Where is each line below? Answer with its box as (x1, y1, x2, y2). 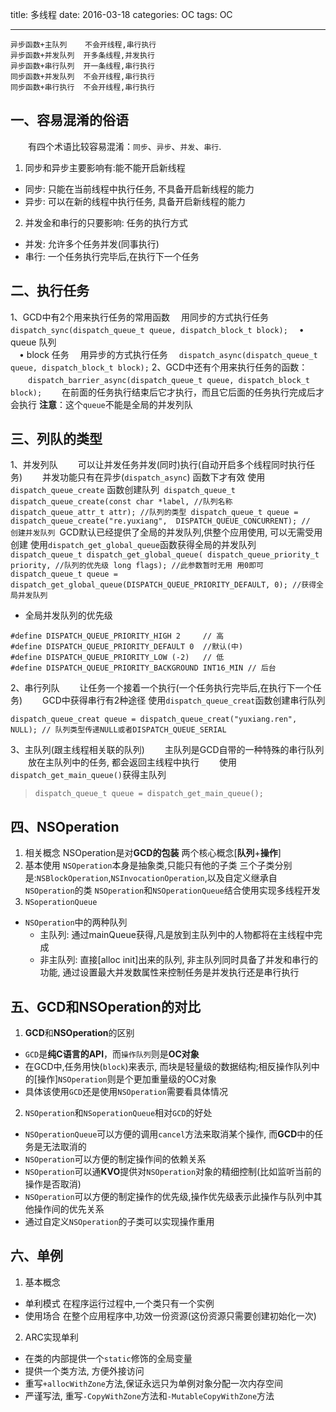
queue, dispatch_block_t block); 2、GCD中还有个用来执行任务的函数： (10, 361, 308, 373)
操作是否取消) (24, 1178, 82, 1190)
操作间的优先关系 (33, 1203, 105, 1215)
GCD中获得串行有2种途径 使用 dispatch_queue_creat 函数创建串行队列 (42, 694, 326, 707)
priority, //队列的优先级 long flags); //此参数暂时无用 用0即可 (10, 561, 265, 571)
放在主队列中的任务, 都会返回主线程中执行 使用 (27, 756, 237, 768)
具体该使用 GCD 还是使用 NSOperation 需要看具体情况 (24, 1086, 229, 1098)
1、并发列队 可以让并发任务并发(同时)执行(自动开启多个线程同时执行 (10, 459, 307, 471)
